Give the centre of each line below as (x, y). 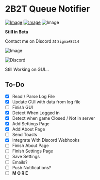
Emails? (20, 162)
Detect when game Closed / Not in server (54, 118)
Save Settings (26, 157)
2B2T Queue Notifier (48, 9)
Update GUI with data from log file (46, 102)
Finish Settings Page (33, 151)
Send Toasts (25, 135)
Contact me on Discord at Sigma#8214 (42, 41)
